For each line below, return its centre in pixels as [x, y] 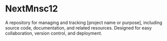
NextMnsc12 [32, 9]
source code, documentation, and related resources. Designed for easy [79, 27]
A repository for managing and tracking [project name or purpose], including [84, 22]
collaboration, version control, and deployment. [54, 33]
